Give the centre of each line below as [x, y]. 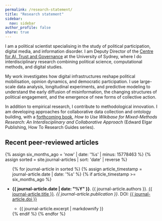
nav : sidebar [23, 23]
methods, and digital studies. [34, 67]
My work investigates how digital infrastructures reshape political [70, 76]
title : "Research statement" [34, 14]
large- [146, 81]
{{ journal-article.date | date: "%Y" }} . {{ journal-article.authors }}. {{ [82, 189]
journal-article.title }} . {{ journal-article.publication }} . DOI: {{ [73, 194]
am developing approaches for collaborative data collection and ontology [78, 112]
